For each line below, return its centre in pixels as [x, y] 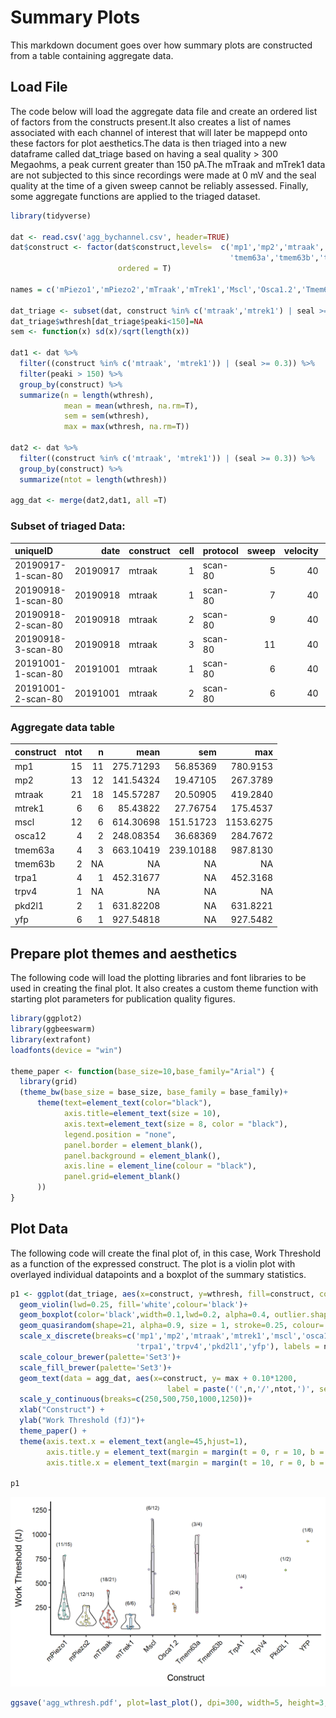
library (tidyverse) [51, 216]
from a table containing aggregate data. [92, 55]
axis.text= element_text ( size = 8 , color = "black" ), [175, 1124]
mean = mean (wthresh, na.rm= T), [131, 406]
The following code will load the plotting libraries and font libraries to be [158, 978]
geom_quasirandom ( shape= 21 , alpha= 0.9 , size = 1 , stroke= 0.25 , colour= [172, 1326]
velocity [301, 551]
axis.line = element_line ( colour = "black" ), [160, 1166]
